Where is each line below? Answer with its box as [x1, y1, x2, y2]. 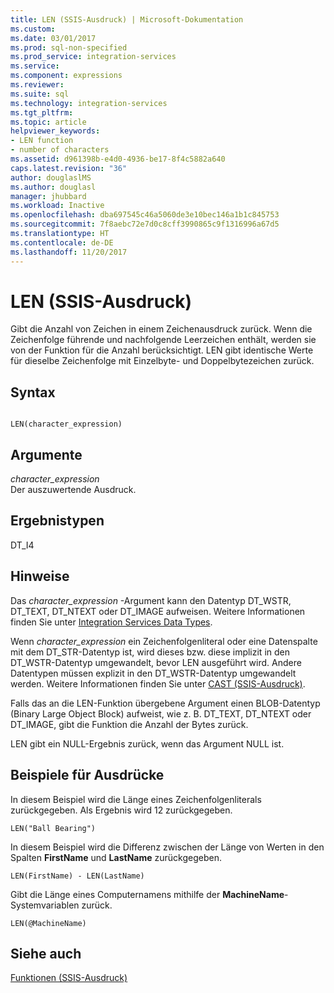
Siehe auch [10, 945, 82, 962]
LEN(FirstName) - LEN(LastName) [10, 871, 145, 881]
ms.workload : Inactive [10, 201, 105, 211]
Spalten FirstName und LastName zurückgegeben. [10, 851, 222, 863]
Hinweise [10, 568, 70, 585]
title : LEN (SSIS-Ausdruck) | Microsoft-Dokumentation [10, 14, 244, 25]
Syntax [10, 384, 56, 401]
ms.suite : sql [10, 89, 70, 99]
